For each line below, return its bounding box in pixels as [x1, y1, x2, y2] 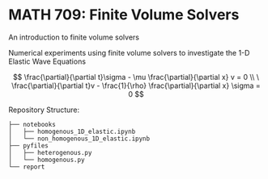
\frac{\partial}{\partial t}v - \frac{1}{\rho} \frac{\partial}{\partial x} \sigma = [11, 81, 261, 90]
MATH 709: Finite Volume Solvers [8, 6, 240, 24]
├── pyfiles [8, 141, 49, 150]
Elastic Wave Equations [8, 56, 87, 66]
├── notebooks [8, 120, 57, 128]
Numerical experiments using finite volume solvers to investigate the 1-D [8, 48, 250, 57]
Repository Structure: [8, 105, 80, 114]
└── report [8, 163, 45, 171]
